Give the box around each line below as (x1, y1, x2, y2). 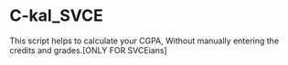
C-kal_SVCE (9, 5, 103, 26)
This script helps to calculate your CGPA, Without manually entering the (9, 35, 280, 46)
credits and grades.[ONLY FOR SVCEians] (9, 44, 167, 55)
